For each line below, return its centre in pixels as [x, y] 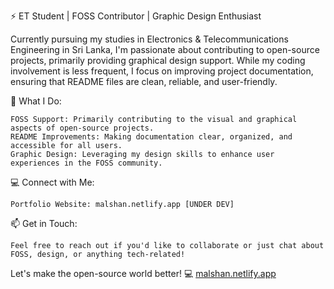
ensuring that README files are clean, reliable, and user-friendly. [144, 81]
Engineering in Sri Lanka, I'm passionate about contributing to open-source [165, 49]
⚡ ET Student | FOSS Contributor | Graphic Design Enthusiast [136, 16]
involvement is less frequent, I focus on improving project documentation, [162, 71]
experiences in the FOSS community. [86, 163]
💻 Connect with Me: [52, 182]
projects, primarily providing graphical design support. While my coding [158, 60]
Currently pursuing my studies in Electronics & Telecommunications [149, 39]
